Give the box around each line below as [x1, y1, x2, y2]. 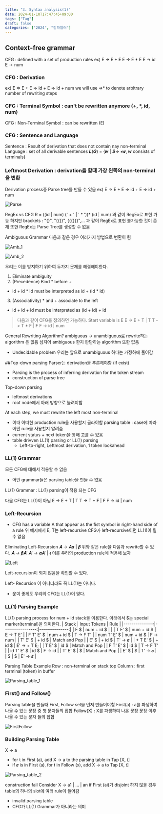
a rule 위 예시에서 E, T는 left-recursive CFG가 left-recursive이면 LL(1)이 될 [12, 527, 157, 533]
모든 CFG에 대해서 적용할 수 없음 [5, 467, 67, 472]
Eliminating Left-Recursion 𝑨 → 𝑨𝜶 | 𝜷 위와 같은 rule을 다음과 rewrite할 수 [5, 543, 149, 549]
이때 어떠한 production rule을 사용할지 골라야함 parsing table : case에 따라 [12, 419, 157, 425]
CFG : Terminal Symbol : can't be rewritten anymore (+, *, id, [5, 102, 150, 109]
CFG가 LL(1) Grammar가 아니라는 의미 [12, 803, 86, 809]
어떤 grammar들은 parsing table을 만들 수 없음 [12, 477, 102, 483]
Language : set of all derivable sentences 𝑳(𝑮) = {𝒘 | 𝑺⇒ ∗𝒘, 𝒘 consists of [5, 148, 155, 154]
